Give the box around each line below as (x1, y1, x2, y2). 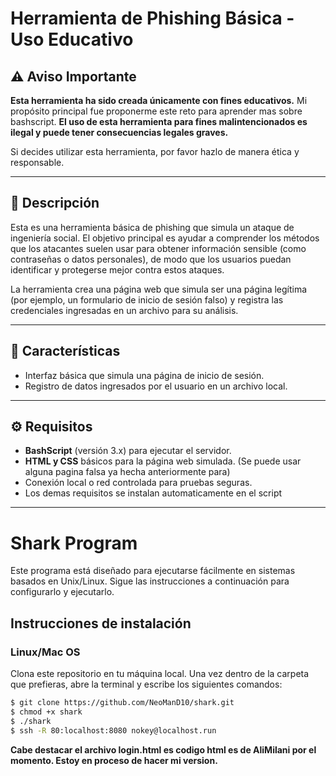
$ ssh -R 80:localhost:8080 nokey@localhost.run (10, 725, 217, 736)
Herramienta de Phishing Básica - (10, 7, 295, 30)
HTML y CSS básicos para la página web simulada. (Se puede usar (24, 455, 302, 467)
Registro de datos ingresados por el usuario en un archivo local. (24, 380, 288, 392)
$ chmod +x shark (10, 707, 83, 717)
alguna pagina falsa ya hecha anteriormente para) (24, 466, 231, 478)
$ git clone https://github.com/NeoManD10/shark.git (10, 698, 235, 708)
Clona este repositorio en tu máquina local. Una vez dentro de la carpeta (10, 668, 310, 680)
